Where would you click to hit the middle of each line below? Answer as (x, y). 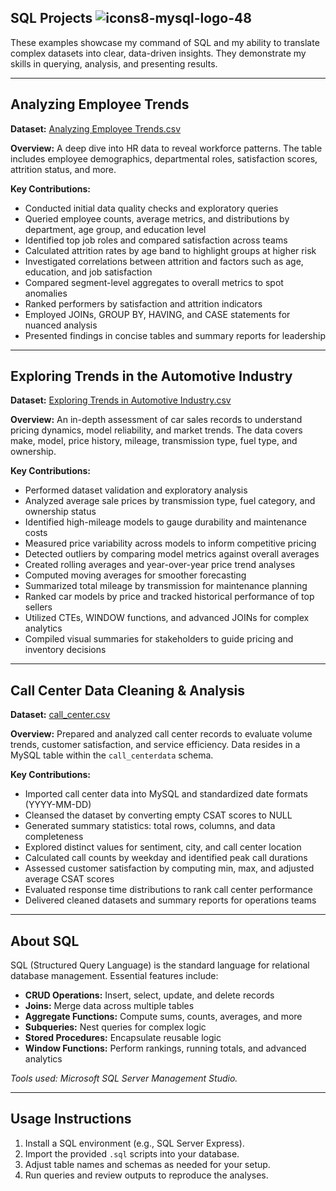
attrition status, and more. (63, 169)
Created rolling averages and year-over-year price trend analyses (160, 565)
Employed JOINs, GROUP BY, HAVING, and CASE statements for (157, 314)
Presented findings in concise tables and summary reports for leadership (175, 335)
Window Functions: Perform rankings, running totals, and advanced (165, 1048)
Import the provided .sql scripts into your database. (132, 1153)
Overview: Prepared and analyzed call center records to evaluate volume (161, 734)
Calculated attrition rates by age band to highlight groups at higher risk (170, 250)
